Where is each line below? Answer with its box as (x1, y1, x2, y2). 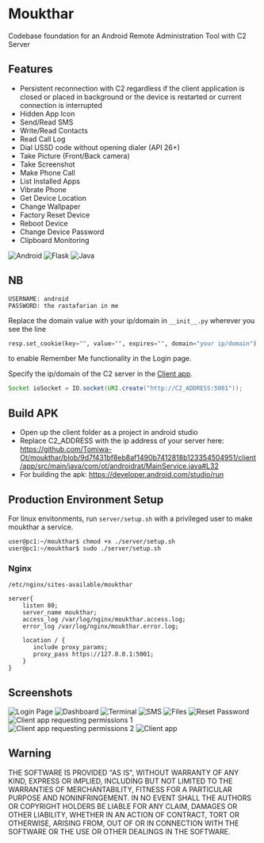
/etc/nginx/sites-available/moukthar (8, 581, 133, 589)
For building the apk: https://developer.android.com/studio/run (19, 470, 224, 479)
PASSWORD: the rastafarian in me (8, 302, 119, 310)
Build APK (8, 406, 59, 420)
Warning (8, 747, 52, 760)
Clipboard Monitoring (19, 235, 90, 244)
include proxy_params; (33, 644, 109, 652)
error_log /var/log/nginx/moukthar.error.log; (22, 622, 179, 631)
